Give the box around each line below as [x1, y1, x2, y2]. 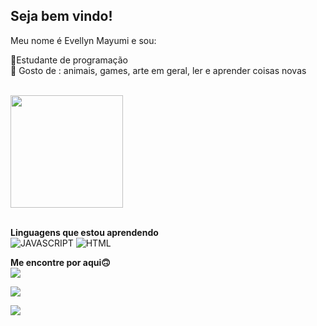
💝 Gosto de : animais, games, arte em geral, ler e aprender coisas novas [10, 64, 307, 76]
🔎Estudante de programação [10, 54, 129, 66]
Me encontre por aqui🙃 [10, 256, 111, 268]
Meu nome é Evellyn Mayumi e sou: [10, 34, 157, 46]
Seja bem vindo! [10, 8, 113, 25]
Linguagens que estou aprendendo [10, 226, 159, 238]
